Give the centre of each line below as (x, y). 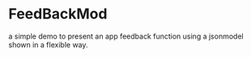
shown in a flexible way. (48, 44)
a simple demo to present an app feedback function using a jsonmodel (126, 36)
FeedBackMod (58, 14)
